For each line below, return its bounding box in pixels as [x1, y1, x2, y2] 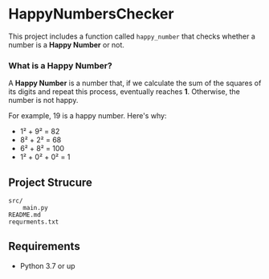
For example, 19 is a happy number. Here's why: [8, 111, 167, 121]
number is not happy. [8, 96, 79, 105]
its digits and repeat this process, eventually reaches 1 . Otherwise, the [8, 87, 241, 96]
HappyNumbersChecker [8, 5, 174, 23]
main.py [22, 204, 48, 212]
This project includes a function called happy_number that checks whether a [8, 31, 255, 41]
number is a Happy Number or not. [8, 39, 124, 49]
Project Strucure [8, 175, 92, 189]
